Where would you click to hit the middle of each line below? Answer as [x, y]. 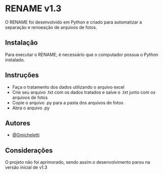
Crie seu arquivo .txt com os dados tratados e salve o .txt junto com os [84, 92]
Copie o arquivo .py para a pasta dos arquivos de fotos [68, 102]
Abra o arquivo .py [31, 108]
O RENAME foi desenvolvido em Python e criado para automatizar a [74, 22]
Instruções [22, 75]
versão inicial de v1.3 [26, 168]
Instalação [22, 43]
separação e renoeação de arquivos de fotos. [51, 27]
